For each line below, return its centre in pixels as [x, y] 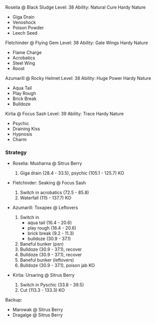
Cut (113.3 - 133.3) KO [42, 290]
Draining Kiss [26, 129]
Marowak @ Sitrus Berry [38, 310]
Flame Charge [27, 52]
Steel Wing [24, 63]
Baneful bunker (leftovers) [47, 260]
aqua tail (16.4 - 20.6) [50, 223]
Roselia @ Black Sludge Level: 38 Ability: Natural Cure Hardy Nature [75, 7]
